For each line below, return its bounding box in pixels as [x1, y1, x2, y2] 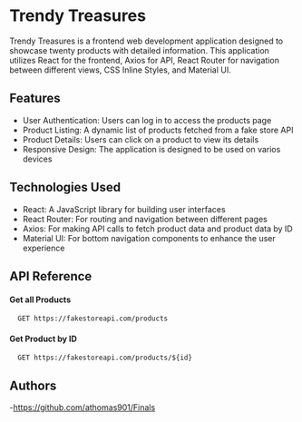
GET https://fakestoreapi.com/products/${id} [17, 353, 193, 363]
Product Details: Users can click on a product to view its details [22, 133, 259, 145]
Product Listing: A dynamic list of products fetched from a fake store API [22, 124, 294, 135]
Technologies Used [9, 180, 121, 195]
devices [22, 153, 53, 164]
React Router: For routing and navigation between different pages [22, 213, 268, 224]
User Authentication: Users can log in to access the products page [22, 114, 272, 125]
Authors [9, 378, 57, 393]
